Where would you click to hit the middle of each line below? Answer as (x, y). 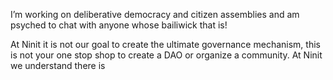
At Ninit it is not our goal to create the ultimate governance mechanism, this (165, 44)
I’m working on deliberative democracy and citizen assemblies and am (155, 14)
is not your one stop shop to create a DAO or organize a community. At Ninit (166, 55)
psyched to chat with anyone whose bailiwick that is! (119, 25)
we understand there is (58, 65)
